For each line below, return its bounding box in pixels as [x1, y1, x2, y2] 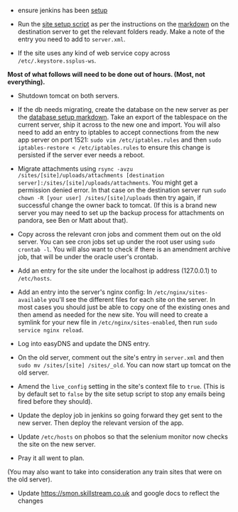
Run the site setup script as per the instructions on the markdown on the [17, 20, 229, 28]
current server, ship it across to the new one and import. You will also [17, 120, 221, 129]
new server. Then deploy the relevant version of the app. [17, 419, 184, 427]
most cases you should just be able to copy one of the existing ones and [17, 303, 230, 311]
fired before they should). [17, 397, 93, 405]
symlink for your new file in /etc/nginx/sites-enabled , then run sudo [17, 318, 218, 326]
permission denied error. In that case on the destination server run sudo [17, 186, 227, 194]
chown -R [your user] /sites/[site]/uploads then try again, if [17, 194, 202, 202]
